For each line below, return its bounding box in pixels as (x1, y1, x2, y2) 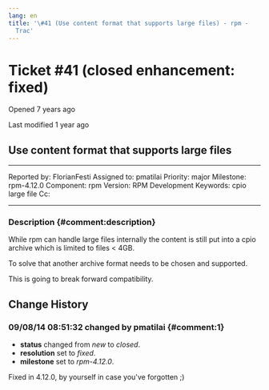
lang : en (8, 11, 38, 20)
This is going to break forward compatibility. (8, 274, 154, 284)
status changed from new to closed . (19, 340, 141, 349)
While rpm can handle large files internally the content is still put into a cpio (8, 235, 256, 244)
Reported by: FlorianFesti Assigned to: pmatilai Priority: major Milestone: (8, 172, 247, 182)
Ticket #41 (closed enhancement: (8, 61, 235, 79)
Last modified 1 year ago (8, 120, 90, 130)
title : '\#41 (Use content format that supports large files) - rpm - (8, 19, 249, 27)
